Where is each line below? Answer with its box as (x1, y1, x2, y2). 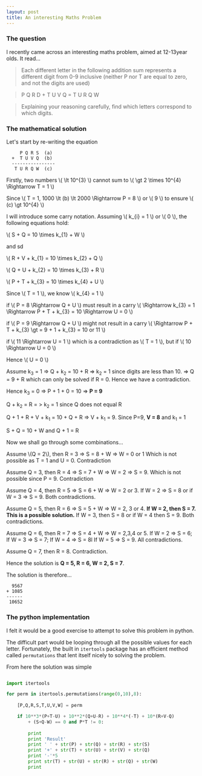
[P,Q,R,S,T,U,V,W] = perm (17, 703, 83, 709)
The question (6, 35, 47, 43)
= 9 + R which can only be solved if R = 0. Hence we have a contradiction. (6, 375, 191, 383)
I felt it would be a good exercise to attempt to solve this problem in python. (6, 627, 195, 634)
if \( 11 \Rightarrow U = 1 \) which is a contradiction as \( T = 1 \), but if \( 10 (6, 338, 192, 346)
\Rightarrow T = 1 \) (6, 183, 54, 190)
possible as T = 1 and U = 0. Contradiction (6, 457, 111, 464)
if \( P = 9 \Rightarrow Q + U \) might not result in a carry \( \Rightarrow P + (6, 319, 193, 327)
